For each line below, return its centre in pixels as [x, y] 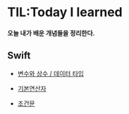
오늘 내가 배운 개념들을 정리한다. [51, 33]
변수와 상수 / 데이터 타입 [51, 73]
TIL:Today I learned [65, 12]
